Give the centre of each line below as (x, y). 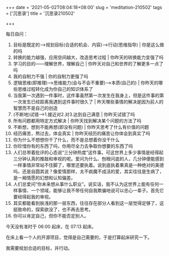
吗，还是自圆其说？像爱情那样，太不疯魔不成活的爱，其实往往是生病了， (88, 171)
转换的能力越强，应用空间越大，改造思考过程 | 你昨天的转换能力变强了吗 (88, 57)
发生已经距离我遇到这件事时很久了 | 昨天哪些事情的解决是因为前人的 (93, 102)
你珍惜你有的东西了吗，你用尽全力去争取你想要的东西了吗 (73, 146)
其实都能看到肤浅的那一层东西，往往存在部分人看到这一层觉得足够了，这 (88, 203)
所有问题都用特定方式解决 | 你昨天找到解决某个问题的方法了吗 (77, 121)
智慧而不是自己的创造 (35, 108)
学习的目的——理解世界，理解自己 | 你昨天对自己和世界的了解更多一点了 (88, 64)
